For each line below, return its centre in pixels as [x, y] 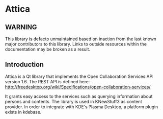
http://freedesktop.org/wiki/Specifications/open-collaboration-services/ [78, 87]
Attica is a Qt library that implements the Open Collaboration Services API [79, 76]
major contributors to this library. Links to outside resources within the [76, 44]
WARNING [21, 27]
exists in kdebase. [23, 112]
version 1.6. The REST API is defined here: [47, 81]
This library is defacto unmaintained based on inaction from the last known [81, 39]
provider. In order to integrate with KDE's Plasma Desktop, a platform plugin [81, 107]
